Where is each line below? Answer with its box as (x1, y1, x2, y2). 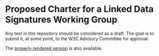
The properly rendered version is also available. (5, 45, 103, 51)
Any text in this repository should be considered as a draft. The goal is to (5, 30, 154, 36)
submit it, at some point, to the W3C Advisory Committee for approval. (5, 36, 149, 42)
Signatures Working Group (5, 14, 118, 25)
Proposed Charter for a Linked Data (5, 3, 154, 15)
